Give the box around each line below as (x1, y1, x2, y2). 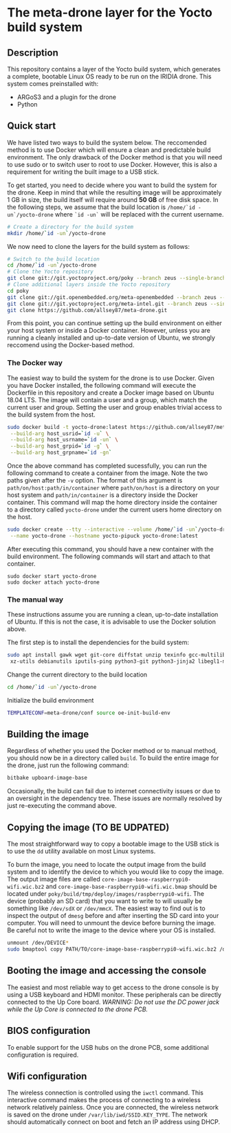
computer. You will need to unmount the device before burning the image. (7, 919, 217, 927)
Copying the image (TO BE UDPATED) (7, 822, 170, 833)
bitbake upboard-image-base (7, 775, 88, 782)
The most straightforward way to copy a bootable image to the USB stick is (7, 840, 220, 848)
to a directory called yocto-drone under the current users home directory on (7, 505, 222, 514)
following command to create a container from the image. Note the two (7, 469, 208, 477)
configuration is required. (7, 1050, 79, 1059)
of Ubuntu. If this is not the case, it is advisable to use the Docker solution (7, 617, 217, 626)
